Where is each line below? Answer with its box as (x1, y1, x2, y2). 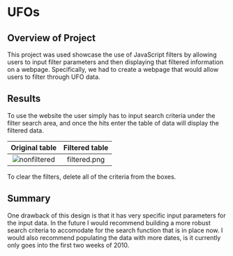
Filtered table (63, 142, 109, 152)
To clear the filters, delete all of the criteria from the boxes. (7, 172, 176, 181)
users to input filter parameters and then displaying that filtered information (7, 58, 224, 66)
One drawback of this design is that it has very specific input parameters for (7, 211, 227, 220)
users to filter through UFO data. (7, 73, 100, 81)
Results (7, 93, 41, 105)
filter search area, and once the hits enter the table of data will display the (7, 119, 220, 127)
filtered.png (66, 154, 105, 164)
